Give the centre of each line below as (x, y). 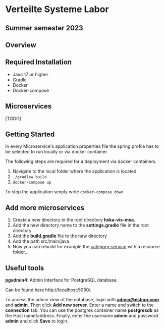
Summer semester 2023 (44, 28)
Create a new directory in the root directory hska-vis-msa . (74, 220)
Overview (21, 45)
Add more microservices (45, 208)
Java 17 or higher (31, 74)
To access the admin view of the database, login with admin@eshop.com (82, 300)
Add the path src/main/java (41, 241)
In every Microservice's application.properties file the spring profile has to (82, 146)
